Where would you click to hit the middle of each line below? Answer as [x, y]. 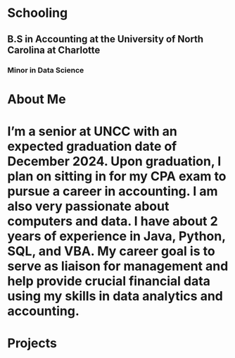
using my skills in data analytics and [115, 296]
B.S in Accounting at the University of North [106, 39]
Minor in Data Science [46, 70]
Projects [32, 344]
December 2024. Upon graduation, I [114, 161]
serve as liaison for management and [118, 266]
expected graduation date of [92, 146]
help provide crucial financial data [109, 281]
